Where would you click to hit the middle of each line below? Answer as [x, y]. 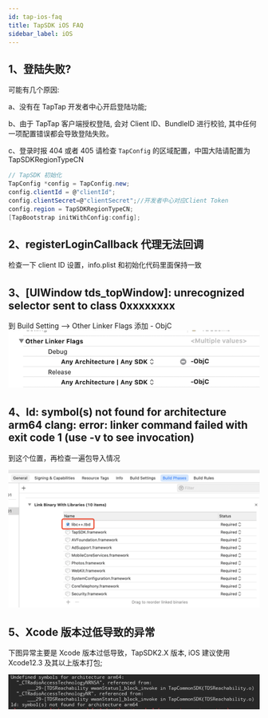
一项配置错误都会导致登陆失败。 [61, 134]
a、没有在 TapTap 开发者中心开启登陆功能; [78, 107]
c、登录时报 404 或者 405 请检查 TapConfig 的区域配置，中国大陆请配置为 [130, 151]
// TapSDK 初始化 [35, 176]
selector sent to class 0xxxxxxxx [92, 305]
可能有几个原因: [34, 90]
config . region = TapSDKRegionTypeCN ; [71, 209]
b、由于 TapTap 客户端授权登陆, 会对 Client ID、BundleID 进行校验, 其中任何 [132, 124]
